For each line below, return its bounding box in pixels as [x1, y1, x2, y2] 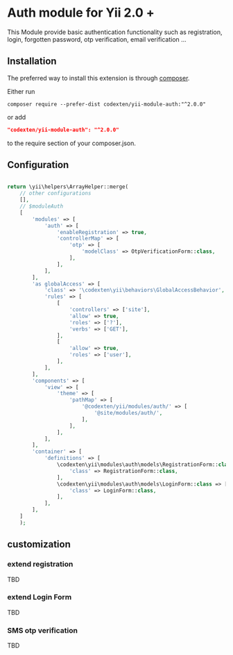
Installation [7, 56, 57, 67]
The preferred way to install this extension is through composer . [7, 74, 190, 82]
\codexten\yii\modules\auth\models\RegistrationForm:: [56, 461, 218, 468]
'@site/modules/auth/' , [94, 410, 163, 417]
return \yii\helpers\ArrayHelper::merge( [7, 183, 129, 190]
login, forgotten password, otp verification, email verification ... [7, 35, 187, 43]
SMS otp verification [7, 625, 78, 635]
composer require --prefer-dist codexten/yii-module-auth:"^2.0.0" [7, 101, 207, 108]
